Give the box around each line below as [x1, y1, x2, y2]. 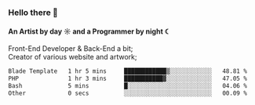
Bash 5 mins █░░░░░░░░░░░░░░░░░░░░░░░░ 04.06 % [8, 81, 247, 89]
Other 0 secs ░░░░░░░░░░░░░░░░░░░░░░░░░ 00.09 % [8, 89, 247, 97]
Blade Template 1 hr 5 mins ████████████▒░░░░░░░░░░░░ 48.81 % [8, 67, 247, 75]
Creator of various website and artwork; [8, 52, 137, 62]
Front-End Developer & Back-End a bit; [8, 44, 133, 53]
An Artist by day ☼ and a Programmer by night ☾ [8, 27, 171, 36]
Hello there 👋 [8, 7, 59, 18]
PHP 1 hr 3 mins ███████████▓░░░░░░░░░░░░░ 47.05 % [8, 74, 247, 82]
